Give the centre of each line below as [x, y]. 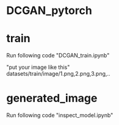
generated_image [52, 98]
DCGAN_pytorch [49, 11]
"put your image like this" [38, 67]
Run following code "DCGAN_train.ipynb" [58, 55]
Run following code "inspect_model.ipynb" [60, 115]
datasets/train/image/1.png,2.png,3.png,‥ [58, 74]
